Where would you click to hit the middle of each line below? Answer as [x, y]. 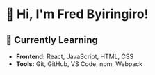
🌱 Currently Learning [52, 40]
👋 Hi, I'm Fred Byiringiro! [77, 14]
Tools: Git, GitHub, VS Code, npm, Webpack [79, 64]
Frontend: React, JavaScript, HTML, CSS [75, 56]
